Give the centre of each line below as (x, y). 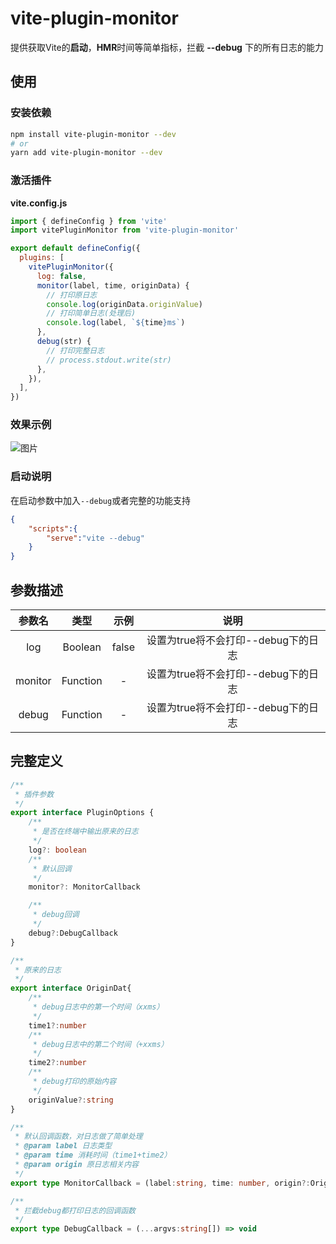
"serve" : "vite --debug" (95, 538)
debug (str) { (64, 342)
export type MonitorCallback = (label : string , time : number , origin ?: (160, 1183)
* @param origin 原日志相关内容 (76, 1165)
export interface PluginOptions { (82, 813)
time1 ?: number (57, 1025)
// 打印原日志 (72, 295)
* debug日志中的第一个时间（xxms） (98, 1007)
